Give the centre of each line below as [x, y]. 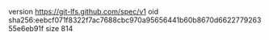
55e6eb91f [26, 28]
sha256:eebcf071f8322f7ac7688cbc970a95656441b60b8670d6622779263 [135, 20]
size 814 [59, 28]
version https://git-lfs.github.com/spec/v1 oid [84, 12]
